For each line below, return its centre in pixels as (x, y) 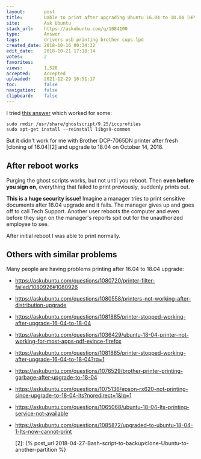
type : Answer (33, 34)
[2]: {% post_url (34, 443)
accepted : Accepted (36, 73)
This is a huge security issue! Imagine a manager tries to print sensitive (96, 198)
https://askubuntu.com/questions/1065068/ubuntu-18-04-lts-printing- (102, 407)
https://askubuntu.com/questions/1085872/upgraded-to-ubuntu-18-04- (104, 425)
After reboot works (43, 166)
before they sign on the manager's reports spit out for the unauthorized (95, 217)
